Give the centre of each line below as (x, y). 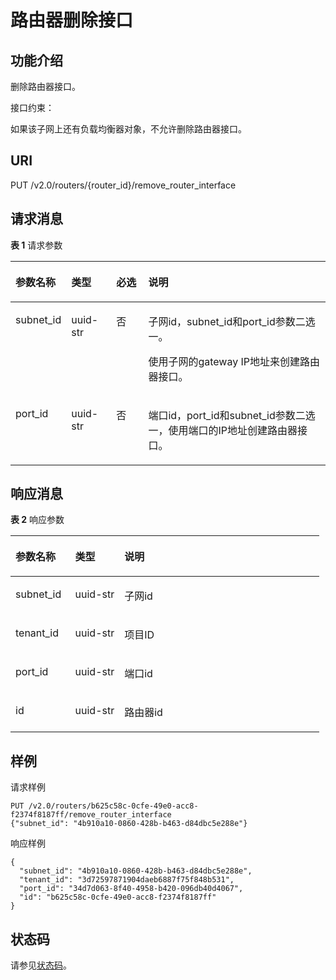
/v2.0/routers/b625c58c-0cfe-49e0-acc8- (113, 806)
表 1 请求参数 (36, 245)
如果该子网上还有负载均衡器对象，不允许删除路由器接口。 (128, 129)
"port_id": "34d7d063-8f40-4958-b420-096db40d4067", (131, 889)
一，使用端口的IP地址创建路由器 (223, 430)
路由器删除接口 (72, 20)
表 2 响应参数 (37, 520)
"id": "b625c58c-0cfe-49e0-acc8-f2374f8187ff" (118, 897)
